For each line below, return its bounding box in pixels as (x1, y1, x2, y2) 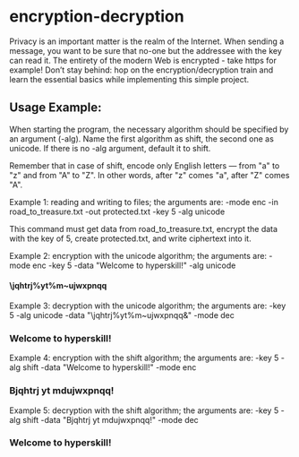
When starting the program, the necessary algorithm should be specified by (9, 124, 289, 134)
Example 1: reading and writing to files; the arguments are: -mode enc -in (9, 196, 279, 207)
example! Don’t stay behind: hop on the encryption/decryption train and (9, 65, 274, 75)
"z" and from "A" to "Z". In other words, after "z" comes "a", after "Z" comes (9, 169, 290, 180)
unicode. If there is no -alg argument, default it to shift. (9, 142, 211, 153)
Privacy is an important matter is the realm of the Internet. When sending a (9, 36, 285, 47)
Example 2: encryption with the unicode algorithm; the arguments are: (9, 250, 267, 261)
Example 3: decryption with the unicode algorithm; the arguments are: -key (9, 300, 286, 311)
